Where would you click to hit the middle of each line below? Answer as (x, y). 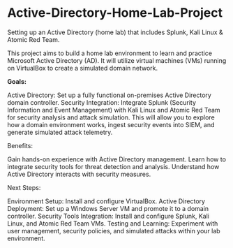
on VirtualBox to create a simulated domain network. (83, 68)
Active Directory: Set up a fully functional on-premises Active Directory (109, 95)
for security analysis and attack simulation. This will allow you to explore (111, 117)
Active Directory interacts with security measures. (79, 174)
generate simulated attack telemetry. (60, 132)
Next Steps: (24, 187)
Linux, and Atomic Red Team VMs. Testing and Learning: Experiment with (113, 223)
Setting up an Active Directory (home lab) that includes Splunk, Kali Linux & (115, 32)
